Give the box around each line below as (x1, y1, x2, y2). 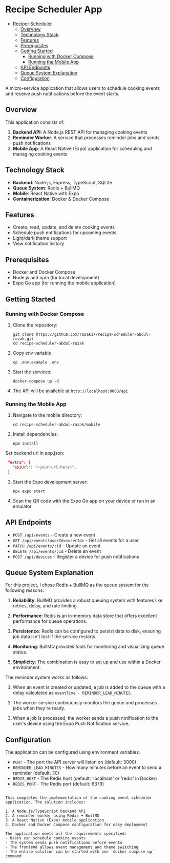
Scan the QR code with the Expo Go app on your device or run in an (12, 497, 156, 504)
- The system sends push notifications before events (5, 840, 123, 846)
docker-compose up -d (12, 378, 59, 383)
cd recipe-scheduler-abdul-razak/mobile (12, 422, 100, 427)
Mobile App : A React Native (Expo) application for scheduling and (12, 145, 152, 151)
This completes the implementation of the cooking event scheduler (5, 795, 153, 800)
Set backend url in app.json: (5, 450, 65, 456)
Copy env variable (12, 350, 52, 356)
